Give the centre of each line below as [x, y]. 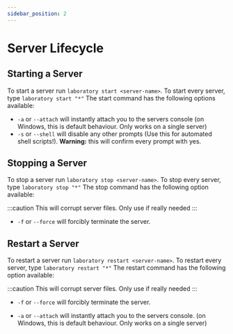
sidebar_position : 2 [37, 14]
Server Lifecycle [56, 48]
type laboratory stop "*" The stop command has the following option [108, 187]
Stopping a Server [47, 164]
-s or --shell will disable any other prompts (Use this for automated [114, 134]
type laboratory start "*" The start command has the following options [111, 98]
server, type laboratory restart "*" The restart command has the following [116, 268]
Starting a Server [45, 74]
